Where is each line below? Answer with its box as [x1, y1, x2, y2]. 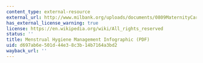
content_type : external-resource [6, 8, 91, 15]
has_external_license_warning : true [6, 20, 98, 26]
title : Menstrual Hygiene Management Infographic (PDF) [6, 37, 150, 43]
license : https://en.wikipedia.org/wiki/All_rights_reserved [6, 25, 164, 32]
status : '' [6, 31, 34, 37]
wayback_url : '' [6, 48, 47, 54]
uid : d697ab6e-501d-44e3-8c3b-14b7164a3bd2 [6, 43, 118, 49]
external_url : [6, 14, 42, 20]
